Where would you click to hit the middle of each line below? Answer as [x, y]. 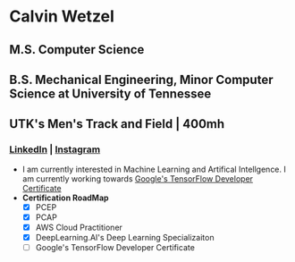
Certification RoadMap [65, 198]
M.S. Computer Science [77, 50]
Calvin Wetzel [62, 17]
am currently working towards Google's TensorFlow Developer [137, 178]
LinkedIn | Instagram [55, 149]
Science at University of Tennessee [110, 93]
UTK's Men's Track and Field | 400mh [117, 124]
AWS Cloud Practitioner [79, 227]
